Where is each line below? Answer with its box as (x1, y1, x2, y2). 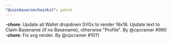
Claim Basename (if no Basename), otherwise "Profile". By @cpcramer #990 (5, 26, 167, 33)
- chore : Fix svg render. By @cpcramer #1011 (5, 32, 99, 38)
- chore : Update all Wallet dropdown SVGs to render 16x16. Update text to (5, 21, 160, 27)
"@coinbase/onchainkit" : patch (5, 7, 72, 13)
